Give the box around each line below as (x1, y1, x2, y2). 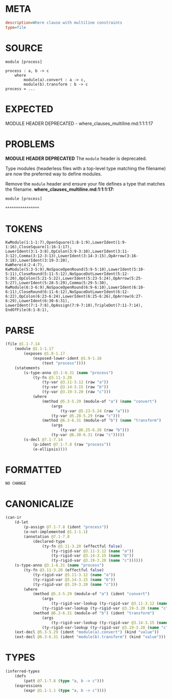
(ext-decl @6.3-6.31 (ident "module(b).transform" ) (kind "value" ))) (14, 634, 166, 640)
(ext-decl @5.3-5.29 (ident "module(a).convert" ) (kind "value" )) (14, 630, 159, 635)
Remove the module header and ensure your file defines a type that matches (5, 180, 165, 187)
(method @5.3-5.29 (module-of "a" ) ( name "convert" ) (41, 399, 157, 404)
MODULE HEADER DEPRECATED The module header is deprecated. (5, 155, 147, 161)
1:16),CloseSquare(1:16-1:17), (5, 245, 72, 250)
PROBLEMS (5, 138, 55, 150)
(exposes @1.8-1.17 (24, 351, 66, 356)
